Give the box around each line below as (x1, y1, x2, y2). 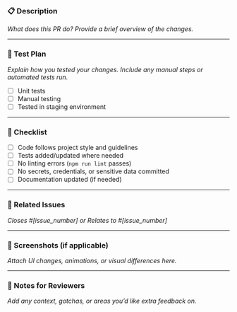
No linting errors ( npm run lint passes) (17, 159, 132, 168)
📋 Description (7, 6, 58, 16)
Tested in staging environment (17, 102, 107, 111)
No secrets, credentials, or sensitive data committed (17, 167, 169, 175)
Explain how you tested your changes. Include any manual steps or (7, 65, 203, 74)
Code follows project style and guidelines (17, 144, 138, 152)
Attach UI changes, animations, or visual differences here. (7, 256, 177, 265)
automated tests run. (7, 73, 68, 81)
